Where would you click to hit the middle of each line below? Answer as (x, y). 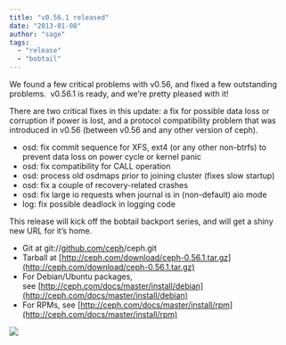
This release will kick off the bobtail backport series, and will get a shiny (141, 221)
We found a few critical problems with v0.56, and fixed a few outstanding (143, 84)
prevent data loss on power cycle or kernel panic (112, 156)
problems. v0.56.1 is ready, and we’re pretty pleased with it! (119, 94)
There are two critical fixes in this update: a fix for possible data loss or (139, 111)
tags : (19, 42)
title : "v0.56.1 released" (59, 17)
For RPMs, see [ (51, 305)
